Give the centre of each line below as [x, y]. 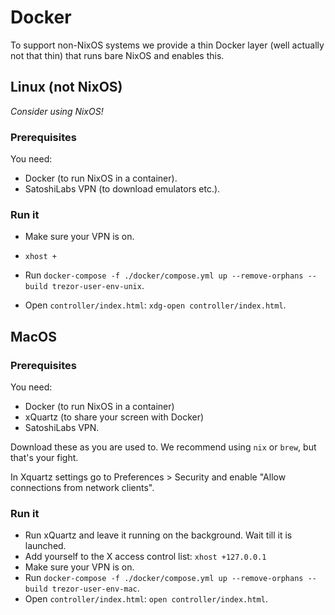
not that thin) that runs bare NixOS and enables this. [117, 55]
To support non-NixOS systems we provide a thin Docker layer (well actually [167, 45]
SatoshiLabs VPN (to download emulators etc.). [122, 189]
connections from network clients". [82, 488]
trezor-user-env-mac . [95, 588]
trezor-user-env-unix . [98, 286]
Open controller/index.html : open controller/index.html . [146, 599]
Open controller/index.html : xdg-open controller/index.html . [155, 305]
